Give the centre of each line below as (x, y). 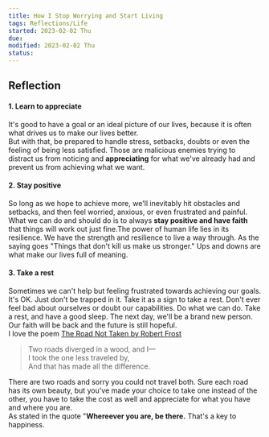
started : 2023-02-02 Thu (50, 31)
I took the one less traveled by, (79, 358)
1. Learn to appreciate (45, 106)
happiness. (26, 425)
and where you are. (40, 408)
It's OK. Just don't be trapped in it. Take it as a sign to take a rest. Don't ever (134, 299)
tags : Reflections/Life (48, 23)
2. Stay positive (35, 185)
